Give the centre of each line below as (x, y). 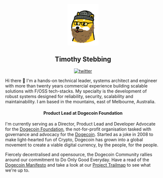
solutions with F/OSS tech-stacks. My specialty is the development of (76, 91)
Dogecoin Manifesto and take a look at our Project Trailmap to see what (78, 165)
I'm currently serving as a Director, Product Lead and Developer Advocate (80, 124)
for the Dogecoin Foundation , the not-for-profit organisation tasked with (78, 129)
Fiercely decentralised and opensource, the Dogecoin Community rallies (79, 155)
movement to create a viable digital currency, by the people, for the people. (82, 145)
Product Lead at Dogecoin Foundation (83, 113)
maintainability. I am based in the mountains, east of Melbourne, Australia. (80, 102)
